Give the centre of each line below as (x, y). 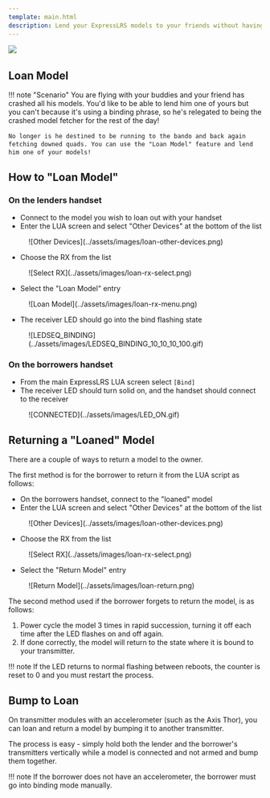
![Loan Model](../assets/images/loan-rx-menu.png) (113, 304)
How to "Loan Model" (63, 177)
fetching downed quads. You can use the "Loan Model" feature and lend (131, 145)
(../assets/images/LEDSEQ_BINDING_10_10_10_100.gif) (116, 343)
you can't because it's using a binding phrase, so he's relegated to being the (135, 112)
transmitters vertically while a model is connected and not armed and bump (133, 752)
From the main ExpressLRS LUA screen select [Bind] (107, 382)
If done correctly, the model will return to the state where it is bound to (137, 643)
